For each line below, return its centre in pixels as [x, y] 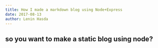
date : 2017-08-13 [23, 14]
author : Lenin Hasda [27, 19]
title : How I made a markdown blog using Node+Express [64, 10]
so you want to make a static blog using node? [79, 39]
